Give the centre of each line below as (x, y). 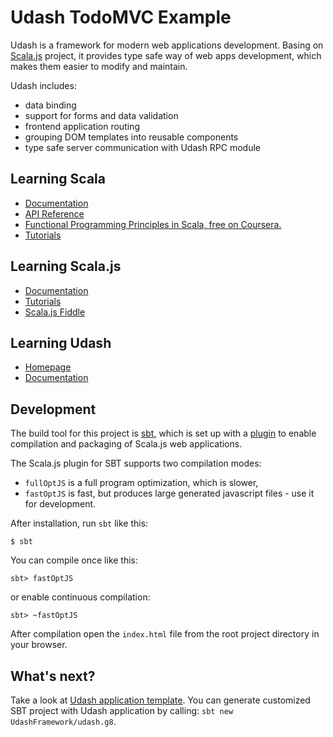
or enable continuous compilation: (80, 597)
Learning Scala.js (66, 266)
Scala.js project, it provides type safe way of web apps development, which (166, 55)
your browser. (39, 645)
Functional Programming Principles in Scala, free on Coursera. (153, 224)
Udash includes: (43, 85)
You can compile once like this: (74, 560)
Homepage (48, 367)
